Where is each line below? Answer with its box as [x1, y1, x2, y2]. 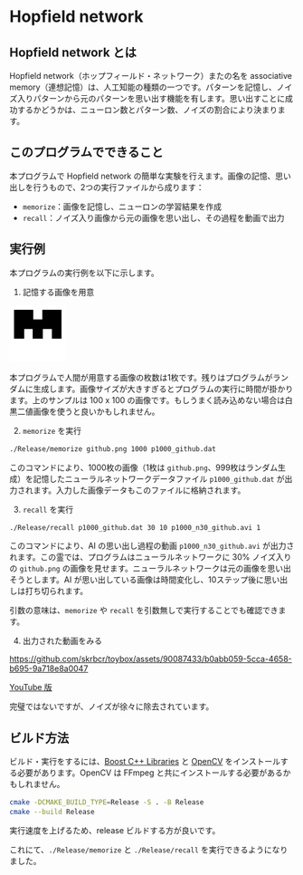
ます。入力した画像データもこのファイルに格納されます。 [33, 485, 246, 495]
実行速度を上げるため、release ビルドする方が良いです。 [9, 824, 221, 835]
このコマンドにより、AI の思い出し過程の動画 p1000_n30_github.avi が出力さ [9, 541, 295, 552]
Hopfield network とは [9, 44, 137, 60]
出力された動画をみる [22, 636, 102, 647]
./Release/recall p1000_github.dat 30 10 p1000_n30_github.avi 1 [9, 523, 260, 532]
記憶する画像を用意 [22, 286, 95, 297]
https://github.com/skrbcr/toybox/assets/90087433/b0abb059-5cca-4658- [9, 654, 292, 665]
